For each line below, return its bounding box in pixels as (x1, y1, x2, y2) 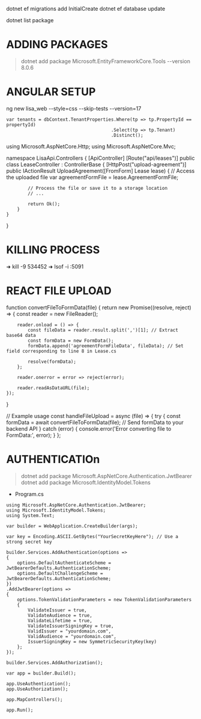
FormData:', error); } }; (6, 431, 61, 438)
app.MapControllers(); (6, 696, 63, 702)
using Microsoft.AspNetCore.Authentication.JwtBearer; (6, 502, 146, 508)
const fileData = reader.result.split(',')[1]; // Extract (28, 327, 179, 333)
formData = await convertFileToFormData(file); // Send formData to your (6, 419, 184, 426)
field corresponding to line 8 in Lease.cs (6, 348, 117, 354)
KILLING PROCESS (6, 243, 100, 257)
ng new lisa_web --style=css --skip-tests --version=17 (6, 105, 142, 112)
